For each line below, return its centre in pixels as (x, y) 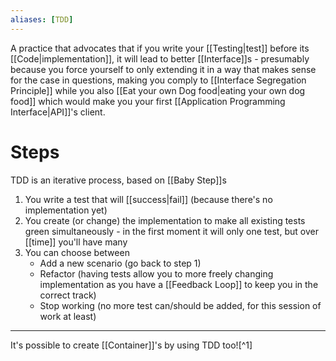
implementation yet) (66, 210)
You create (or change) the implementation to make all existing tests (165, 220)
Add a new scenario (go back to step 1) (120, 263)
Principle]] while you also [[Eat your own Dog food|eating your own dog (158, 90)
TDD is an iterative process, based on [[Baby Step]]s (118, 180)
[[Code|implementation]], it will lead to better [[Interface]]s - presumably (160, 58)
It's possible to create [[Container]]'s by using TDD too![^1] (131, 345)
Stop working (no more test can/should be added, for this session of (180, 305)
